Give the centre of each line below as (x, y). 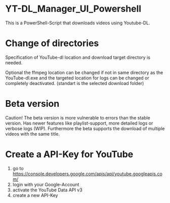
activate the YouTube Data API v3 (47, 190)
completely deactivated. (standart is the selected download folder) (75, 83)
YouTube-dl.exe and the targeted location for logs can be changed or (77, 78)
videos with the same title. (33, 134)
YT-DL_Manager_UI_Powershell (73, 9)
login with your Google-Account (46, 184)
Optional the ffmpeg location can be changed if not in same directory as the (84, 72)
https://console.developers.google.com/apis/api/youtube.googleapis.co (88, 174)
